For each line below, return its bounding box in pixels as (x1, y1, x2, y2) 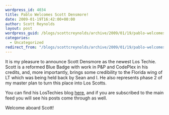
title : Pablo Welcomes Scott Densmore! (5, 12, 89, 17)
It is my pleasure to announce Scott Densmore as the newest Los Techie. (5, 58, 156, 64)
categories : (5, 36, 30, 41)
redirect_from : (5, 45, 37, 50)
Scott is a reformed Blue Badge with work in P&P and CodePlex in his (5, 64, 148, 70)
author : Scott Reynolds (5, 21, 55, 27)
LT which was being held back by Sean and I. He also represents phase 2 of (5, 74, 162, 80)
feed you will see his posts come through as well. (5, 95, 107, 101)
